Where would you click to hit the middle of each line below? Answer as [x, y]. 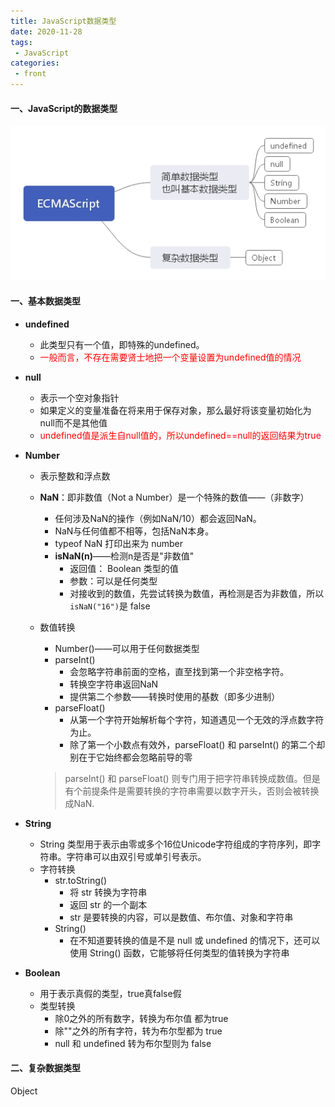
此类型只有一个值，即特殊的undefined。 [122, 344]
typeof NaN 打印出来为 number [119, 543]
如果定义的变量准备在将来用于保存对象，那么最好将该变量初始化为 [175, 410]
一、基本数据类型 [45, 301]
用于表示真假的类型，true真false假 [110, 993]
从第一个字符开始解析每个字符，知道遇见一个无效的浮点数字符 [197, 719]
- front [30, 74]
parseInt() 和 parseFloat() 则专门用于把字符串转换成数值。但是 [192, 778]
